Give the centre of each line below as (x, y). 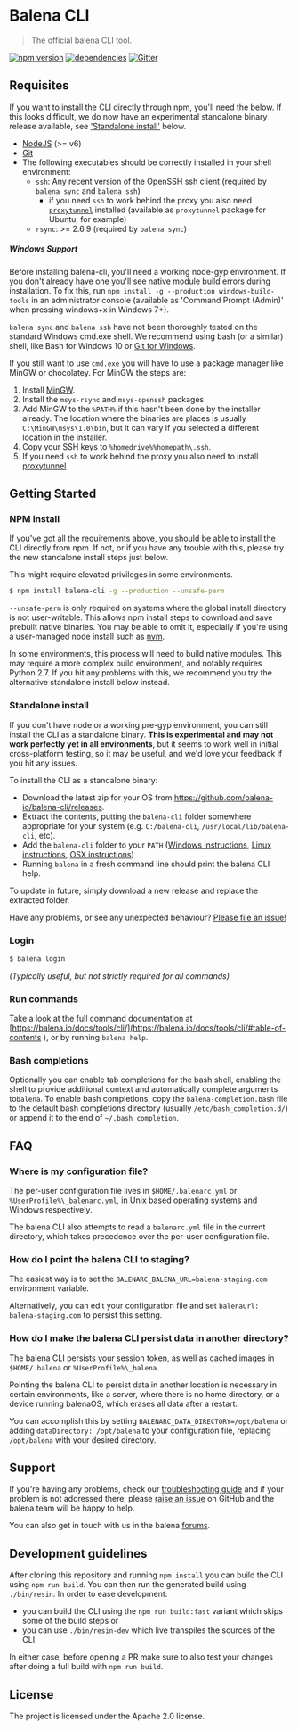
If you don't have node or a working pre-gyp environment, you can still (139, 724)
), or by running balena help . (96, 1038)
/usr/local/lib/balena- (246, 826)
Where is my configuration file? (79, 1171)
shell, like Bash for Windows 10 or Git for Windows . (102, 345)
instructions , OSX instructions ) (78, 854)
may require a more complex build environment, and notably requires (136, 663)
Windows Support (44, 249)
